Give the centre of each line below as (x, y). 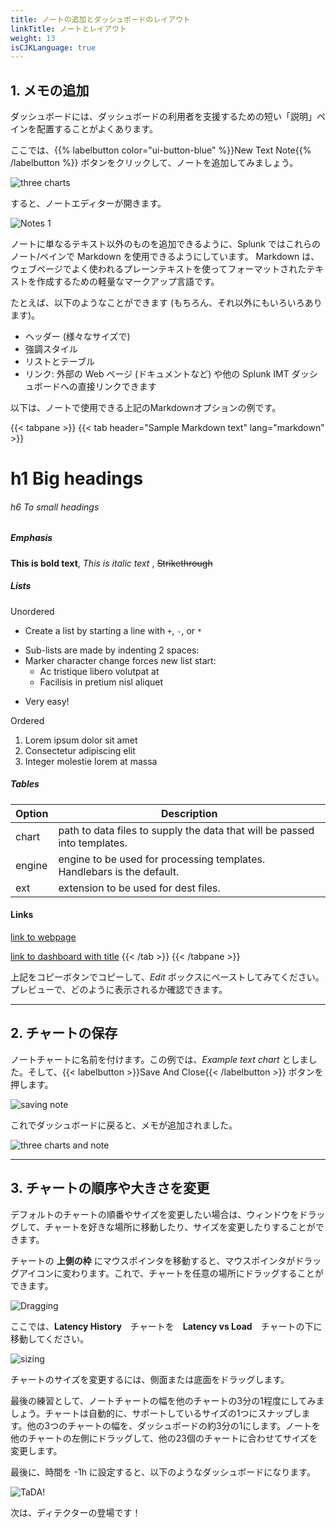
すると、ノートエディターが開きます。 (88, 203)
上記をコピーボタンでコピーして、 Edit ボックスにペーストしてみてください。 (167, 977)
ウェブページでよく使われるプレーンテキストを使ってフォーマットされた (158, 269)
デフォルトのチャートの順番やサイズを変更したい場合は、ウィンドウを (155, 1214)
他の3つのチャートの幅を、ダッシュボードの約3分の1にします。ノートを (174, 1425)
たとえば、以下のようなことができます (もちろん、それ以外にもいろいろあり (166, 303)
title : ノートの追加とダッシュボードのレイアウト (100, 19)
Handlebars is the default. (119, 871)
